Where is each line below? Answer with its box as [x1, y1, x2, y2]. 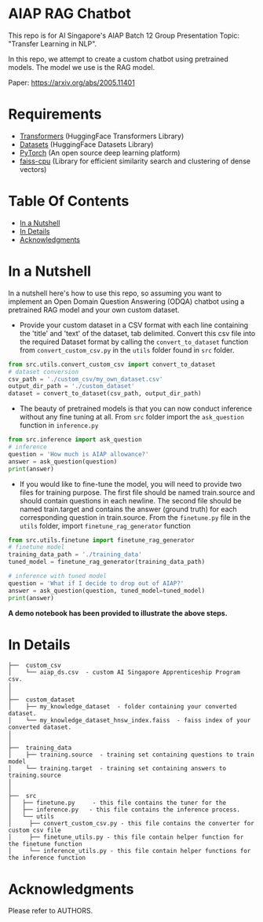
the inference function [8, 854, 86, 862]
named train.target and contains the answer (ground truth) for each [19, 504, 237, 514]
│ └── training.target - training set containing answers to [8, 765, 226, 773]
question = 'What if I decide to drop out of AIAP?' [8, 579, 184, 587]
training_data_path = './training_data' [8, 551, 143, 558]
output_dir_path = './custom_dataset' [8, 382, 135, 390]
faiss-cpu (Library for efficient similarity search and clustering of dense [19, 156, 251, 166]
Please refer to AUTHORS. [8, 906, 93, 916]
